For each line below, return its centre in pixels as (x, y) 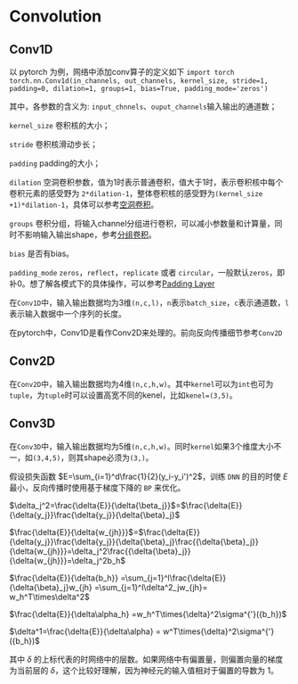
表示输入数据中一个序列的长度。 (68, 313)
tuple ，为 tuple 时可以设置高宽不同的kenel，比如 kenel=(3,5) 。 (123, 395)
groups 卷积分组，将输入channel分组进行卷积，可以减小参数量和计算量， (142, 223)
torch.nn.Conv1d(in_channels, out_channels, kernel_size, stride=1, (139, 81)
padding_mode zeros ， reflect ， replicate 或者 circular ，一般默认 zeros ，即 (147, 272)
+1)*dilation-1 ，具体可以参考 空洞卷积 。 (84, 204)
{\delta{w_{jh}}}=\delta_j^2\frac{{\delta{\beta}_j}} (100, 551)
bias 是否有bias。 (41, 253)
